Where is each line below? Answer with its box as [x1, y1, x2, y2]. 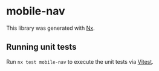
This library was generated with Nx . [6, 24, 95, 32]
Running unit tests [6, 42, 77, 52]
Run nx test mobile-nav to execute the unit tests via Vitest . [6, 58, 154, 65]
